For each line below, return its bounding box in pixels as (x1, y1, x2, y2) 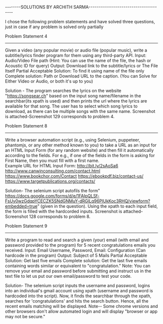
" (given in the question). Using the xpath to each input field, (37, 203, 158, 209)
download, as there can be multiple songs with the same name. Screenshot (5, 108, 156, 114)
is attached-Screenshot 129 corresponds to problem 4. (5, 114, 115, 119)
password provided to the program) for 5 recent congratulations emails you (5, 242, 156, 248)
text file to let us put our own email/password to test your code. (5, 273, 132, 279)
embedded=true (5, 203, 38, 209)
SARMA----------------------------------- (73, 4, 157, 10)
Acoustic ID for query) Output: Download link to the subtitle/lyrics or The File (5, 63, 158, 69)
